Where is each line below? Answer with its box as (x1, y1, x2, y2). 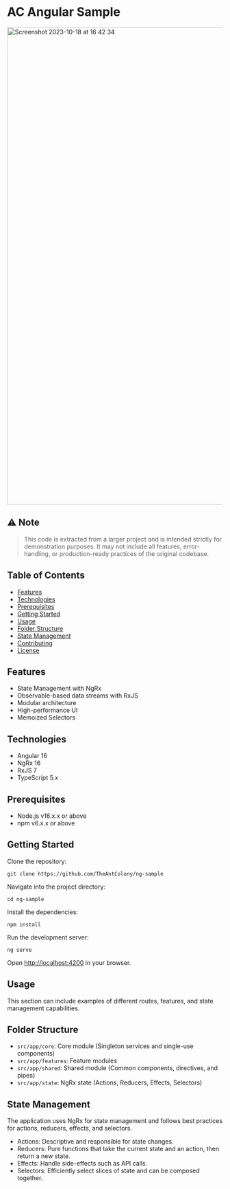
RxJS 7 (16, 766, 38, 775)
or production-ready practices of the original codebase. (51, 549, 209, 557)
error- (183, 542, 200, 551)
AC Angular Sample (7, 4, 121, 20)
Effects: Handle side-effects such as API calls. (16, 1159, 148, 1168)
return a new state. (16, 1152, 71, 1160)
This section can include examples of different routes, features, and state (7, 997, 214, 1005)
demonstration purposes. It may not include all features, (23, 542, 182, 551)
